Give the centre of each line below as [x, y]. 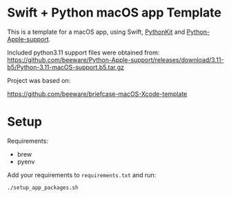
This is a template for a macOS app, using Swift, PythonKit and [96, 32]
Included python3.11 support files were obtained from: [83, 52]
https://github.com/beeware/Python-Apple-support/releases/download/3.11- [115, 59]
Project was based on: [39, 80]
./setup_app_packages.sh [43, 188]
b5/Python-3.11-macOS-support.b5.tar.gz [66, 67]
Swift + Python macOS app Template [114, 13]
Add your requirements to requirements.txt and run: [82, 175]
